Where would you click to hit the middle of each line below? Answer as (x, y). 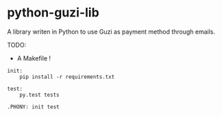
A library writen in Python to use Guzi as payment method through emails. (111, 32)
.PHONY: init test (33, 107)
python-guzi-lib (53, 13)
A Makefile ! (34, 58)
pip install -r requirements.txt (67, 77)
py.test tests (39, 95)
